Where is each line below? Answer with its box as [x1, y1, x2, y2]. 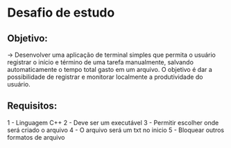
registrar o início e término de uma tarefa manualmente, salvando [7, 58, 194, 66]
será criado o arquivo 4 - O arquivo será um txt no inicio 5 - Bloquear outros [7, 126, 225, 134]
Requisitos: [7, 100, 58, 112]
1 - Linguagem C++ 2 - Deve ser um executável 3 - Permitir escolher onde [7, 118, 219, 127]
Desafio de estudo [7, 5, 115, 21]
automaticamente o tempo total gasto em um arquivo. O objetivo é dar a [7, 66, 213, 73]
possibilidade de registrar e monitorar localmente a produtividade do [7, 73, 203, 81]
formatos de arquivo [7, 133, 65, 141]
